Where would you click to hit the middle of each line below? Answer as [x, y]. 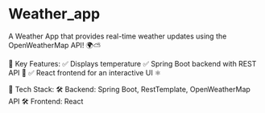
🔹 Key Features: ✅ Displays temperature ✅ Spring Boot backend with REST [132, 63]
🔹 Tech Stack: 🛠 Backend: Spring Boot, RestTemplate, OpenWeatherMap [130, 89]
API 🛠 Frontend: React [46, 101]
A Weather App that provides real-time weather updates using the [118, 36]
